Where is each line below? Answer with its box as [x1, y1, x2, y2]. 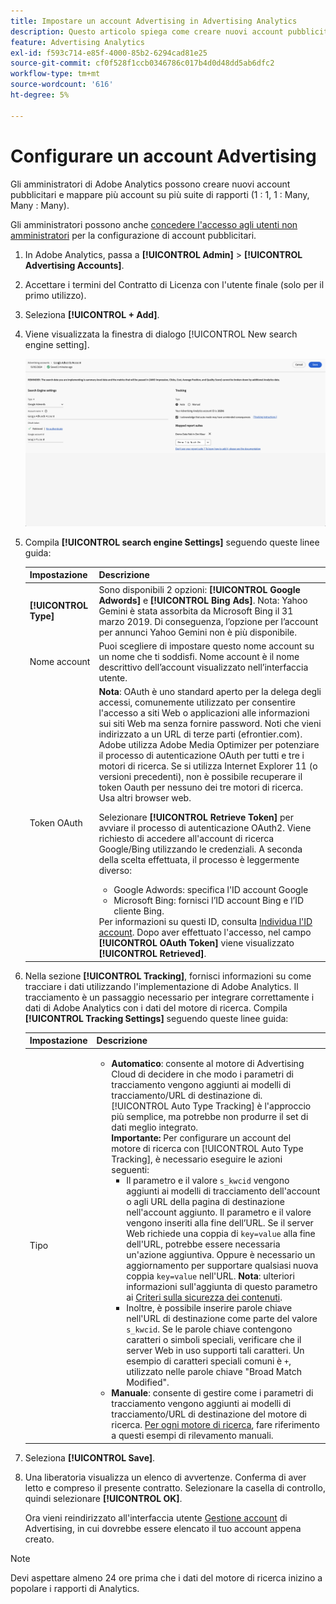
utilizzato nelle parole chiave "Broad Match [126, 1366, 303, 1378]
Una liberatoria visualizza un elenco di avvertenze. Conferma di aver [24, 1471, 307, 1483]
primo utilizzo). [24, 289, 87, 301]
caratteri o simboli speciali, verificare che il [126, 1334, 302, 1346]
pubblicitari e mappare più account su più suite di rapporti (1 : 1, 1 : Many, [10, 188, 310, 200]
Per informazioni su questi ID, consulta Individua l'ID [98, 916, 313, 928]
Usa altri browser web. [98, 792, 192, 804]
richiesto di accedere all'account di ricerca [98, 833, 275, 845]
